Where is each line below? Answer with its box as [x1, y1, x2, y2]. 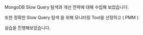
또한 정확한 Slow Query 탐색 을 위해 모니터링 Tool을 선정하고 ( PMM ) [4, 15, 139, 20]
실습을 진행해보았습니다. [4, 25, 51, 31]
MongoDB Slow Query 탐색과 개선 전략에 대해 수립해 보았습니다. [4, 4, 129, 10]
